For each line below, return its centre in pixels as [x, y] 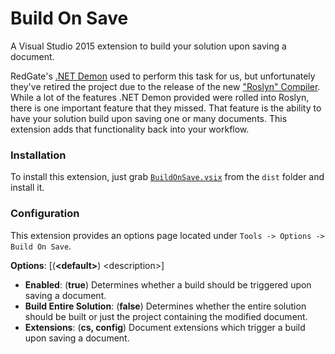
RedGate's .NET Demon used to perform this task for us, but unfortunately [163, 76]
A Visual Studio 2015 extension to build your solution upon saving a [148, 46]
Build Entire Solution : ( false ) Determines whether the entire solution [165, 306]
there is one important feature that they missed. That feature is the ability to [166, 108]
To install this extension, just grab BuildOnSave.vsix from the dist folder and [167, 177]
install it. [27, 188]
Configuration [45, 214]
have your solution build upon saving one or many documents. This [149, 118]
